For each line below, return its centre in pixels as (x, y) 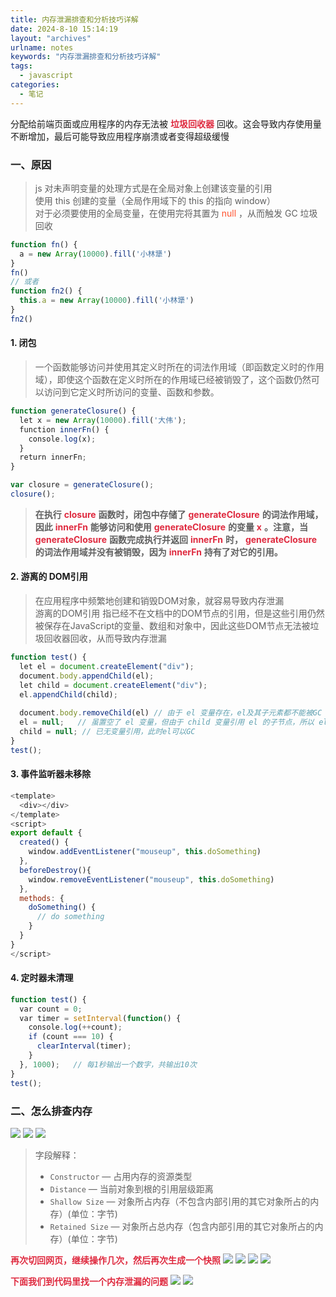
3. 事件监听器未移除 (51, 774)
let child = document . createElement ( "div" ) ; (113, 685)
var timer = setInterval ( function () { (100, 1018)
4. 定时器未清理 (42, 978)
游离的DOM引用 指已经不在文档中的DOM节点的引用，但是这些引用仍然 (179, 613)
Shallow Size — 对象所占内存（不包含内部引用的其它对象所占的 (180, 1201)
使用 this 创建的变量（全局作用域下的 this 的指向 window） (155, 200)
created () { (44, 842)
